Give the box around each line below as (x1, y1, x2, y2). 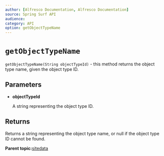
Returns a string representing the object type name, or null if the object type (5, 130, 160, 136)
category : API (5, 21, 34, 26)
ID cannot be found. (5, 136, 46, 142)
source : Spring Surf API (5, 12, 56, 17)
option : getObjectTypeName (5, 26, 61, 31)
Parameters (5, 81, 42, 89)
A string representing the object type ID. (12, 103, 94, 109)
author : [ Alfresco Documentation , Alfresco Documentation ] (5, 7, 129, 12)
